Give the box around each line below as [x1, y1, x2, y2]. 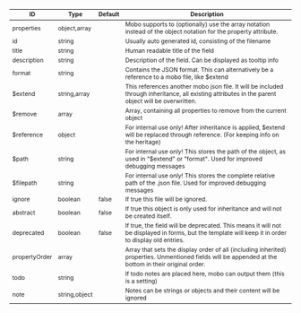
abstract [12, 208, 36, 217]
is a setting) [125, 277, 159, 286]
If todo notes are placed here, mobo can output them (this [125, 270, 285, 279]
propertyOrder [12, 253, 53, 262]
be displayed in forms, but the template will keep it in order [125, 229, 287, 238]
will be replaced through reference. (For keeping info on [125, 130, 279, 139]
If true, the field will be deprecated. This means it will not [125, 222, 282, 230]
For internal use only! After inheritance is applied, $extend [125, 123, 285, 132]
